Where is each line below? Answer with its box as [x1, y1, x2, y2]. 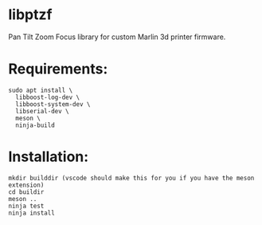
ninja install [8, 209, 56, 217]
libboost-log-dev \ [15, 93, 80, 101]
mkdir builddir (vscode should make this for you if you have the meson [8, 174, 255, 182]
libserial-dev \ [15, 107, 69, 115]
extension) [8, 181, 45, 189]
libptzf [8, 6, 53, 24]
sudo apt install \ [8, 86, 73, 94]
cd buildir [8, 187, 45, 196]
